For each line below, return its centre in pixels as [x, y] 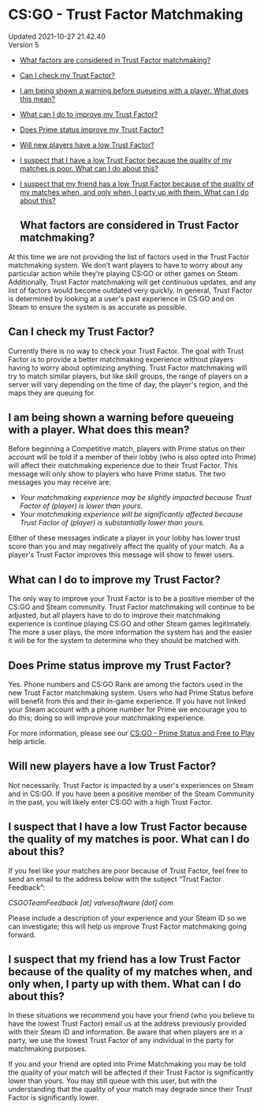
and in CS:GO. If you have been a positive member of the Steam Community [131, 794]
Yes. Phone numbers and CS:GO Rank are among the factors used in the [126, 684]
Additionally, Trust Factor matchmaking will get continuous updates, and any [132, 282]
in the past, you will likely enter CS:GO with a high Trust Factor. [110, 802]
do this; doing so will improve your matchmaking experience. [107, 718]
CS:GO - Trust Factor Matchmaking [126, 15]
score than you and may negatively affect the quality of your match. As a [126, 547]
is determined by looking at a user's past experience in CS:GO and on [121, 298]
